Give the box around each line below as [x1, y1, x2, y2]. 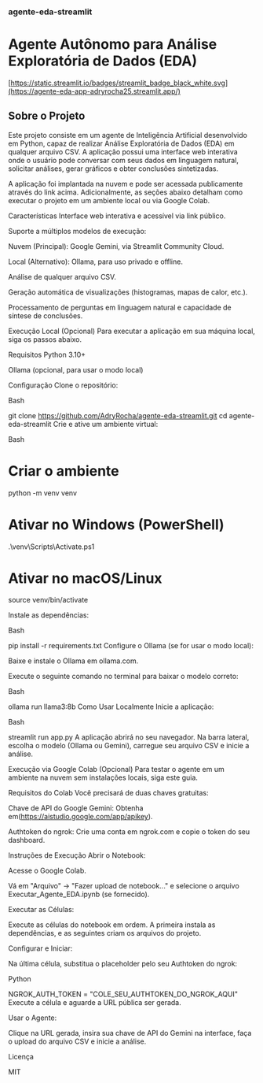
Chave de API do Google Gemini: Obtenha [8, 803, 144, 813]
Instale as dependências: [8, 610, 89, 620]
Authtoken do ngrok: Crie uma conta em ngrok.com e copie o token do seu [8, 827, 250, 836]
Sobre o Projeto [8, 109, 86, 123]
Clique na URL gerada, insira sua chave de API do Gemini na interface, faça [8, 1029, 252, 1038]
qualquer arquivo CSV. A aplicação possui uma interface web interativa [8, 147, 238, 156]
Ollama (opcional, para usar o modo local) [8, 365, 144, 374]
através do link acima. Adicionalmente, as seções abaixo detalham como [8, 187, 243, 197]
